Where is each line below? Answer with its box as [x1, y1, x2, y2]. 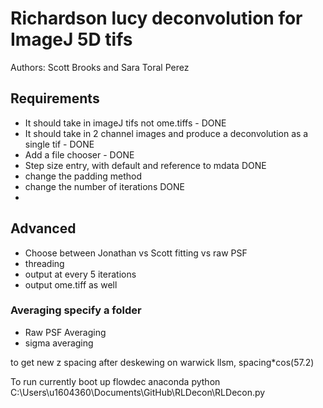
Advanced [10, 220, 77, 237]
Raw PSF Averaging [24, 326, 107, 338]
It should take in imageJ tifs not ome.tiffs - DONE [24, 117, 227, 129]
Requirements [10, 90, 100, 107]
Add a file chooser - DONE [24, 148, 135, 161]
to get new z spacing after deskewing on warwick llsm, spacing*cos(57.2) [10, 356, 315, 368]
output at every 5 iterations [24, 268, 137, 280]
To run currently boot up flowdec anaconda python [10, 375, 221, 387]
